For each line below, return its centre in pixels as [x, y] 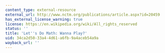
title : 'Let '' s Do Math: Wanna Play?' [46, 33]
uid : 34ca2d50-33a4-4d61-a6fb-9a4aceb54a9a [52, 38]
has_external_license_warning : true [44, 19]
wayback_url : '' [22, 43]
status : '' [17, 29]
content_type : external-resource [41, 10]
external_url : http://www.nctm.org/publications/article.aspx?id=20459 [82, 15]
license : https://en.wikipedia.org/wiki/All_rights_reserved [71, 24]
